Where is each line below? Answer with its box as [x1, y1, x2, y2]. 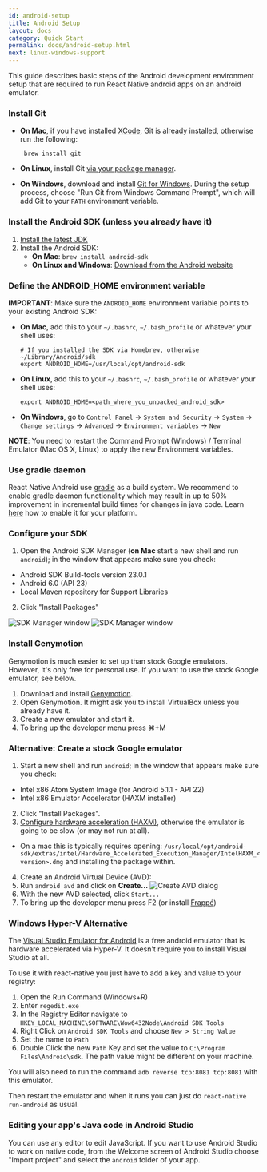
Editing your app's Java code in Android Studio [8, 1120, 194, 1131]
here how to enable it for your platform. [8, 508, 137, 518]
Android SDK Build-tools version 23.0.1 [19, 570, 148, 580]
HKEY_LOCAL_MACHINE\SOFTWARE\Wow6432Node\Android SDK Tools [19, 1019, 225, 1027]
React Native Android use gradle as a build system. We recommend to [8, 483, 239, 492]
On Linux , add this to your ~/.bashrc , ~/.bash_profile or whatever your [19, 373, 256, 384]
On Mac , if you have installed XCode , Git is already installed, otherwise [19, 126, 253, 136]
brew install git [23, 149, 82, 158]
